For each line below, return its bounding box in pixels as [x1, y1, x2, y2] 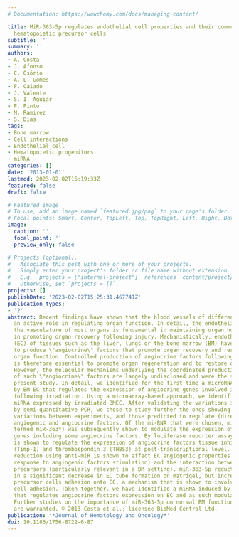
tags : [7, 122, 23, 129]
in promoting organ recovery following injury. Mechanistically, [14, 334, 212, 341]
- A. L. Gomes [7, 76, 50, 83]
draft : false [7, 188, 46, 196]
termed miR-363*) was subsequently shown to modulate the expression [14, 426, 224, 433]
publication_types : [7, 300, 65, 307]
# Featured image [7, 201, 59, 208]
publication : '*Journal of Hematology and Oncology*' [7, 511, 171, 519]
